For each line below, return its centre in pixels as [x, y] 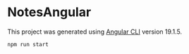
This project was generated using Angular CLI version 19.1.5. [94, 32]
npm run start [28, 44]
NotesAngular [49, 12]
